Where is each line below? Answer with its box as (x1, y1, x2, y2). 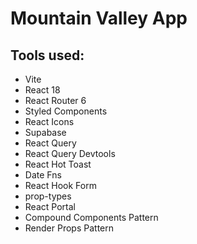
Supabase (24, 127, 67, 138)
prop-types (24, 190, 72, 202)
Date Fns (24, 169, 62, 181)
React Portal (24, 201, 76, 212)
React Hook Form (24, 180, 97, 191)
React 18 (24, 84, 61, 96)
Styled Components (24, 105, 108, 117)
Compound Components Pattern (24, 212, 159, 223)
